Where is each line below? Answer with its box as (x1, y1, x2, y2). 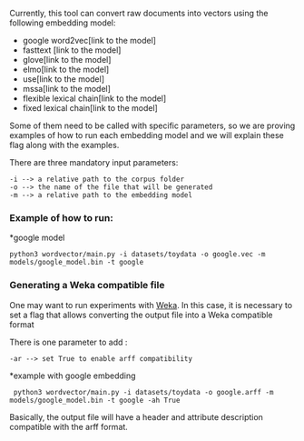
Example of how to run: (9, 211, 113, 224)
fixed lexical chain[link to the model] (22, 103, 159, 113)
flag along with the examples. (9, 140, 120, 150)
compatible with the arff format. (9, 421, 129, 432)
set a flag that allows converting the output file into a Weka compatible (9, 309, 274, 320)
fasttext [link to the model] (22, 45, 122, 55)
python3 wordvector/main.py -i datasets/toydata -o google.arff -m (13, 387, 274, 396)
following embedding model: (9, 17, 116, 28)
